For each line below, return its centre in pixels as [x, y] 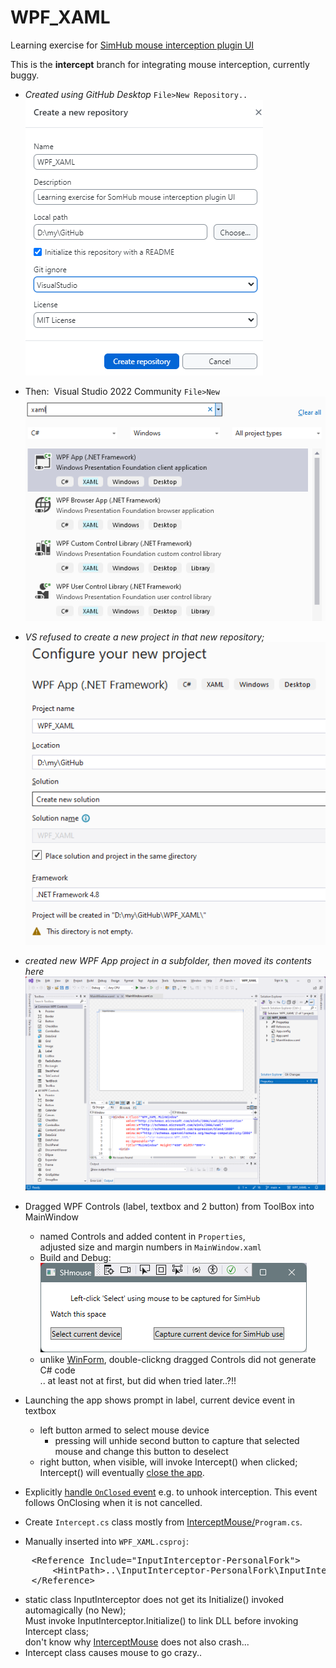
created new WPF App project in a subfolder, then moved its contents [168, 961]
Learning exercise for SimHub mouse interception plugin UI [132, 45]
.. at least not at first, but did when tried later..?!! [138, 1381]
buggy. [25, 75]
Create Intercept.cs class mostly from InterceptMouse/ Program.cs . [163, 1522]
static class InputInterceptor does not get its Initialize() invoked [154, 1600]
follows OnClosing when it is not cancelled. [113, 1503]
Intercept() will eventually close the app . [122, 1473]
